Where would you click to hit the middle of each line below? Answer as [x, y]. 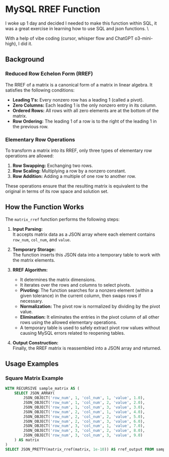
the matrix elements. [34, 260]
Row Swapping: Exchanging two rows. [53, 165]
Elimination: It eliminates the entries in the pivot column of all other [90, 317]
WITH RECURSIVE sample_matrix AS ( [43, 389]
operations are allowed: [29, 156]
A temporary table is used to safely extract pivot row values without [90, 327]
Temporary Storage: [34, 249]
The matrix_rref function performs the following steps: [62, 219]
